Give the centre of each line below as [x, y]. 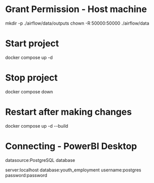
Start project [32, 43]
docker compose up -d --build [37, 126]
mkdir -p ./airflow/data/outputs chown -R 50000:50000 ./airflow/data [77, 23]
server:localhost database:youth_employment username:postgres [73, 170]
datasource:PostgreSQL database [40, 160]
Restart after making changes [68, 112]
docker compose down [29, 91]
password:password [26, 175]
